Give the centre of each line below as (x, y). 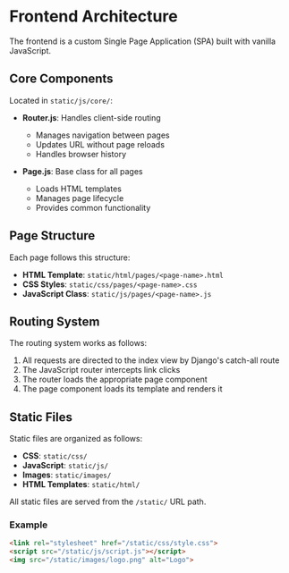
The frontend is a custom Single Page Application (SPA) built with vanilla (142, 41)
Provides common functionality (93, 207)
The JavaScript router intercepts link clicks (101, 370)
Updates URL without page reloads (100, 144)
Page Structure (52, 236)
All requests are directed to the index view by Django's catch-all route (151, 360)
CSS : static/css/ (55, 456)
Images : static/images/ (67, 475)
